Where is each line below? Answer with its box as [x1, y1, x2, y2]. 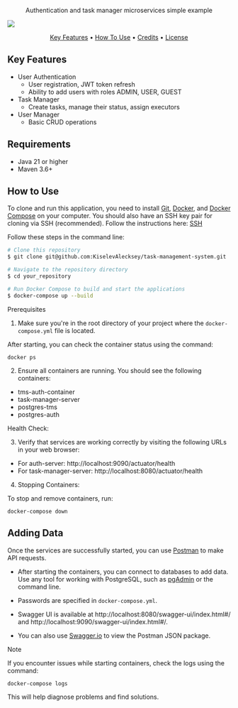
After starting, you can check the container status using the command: [7, 340, 214, 349]
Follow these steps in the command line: [7, 233, 125, 241]
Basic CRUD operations [28, 117, 97, 126]
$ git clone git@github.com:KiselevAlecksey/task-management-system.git [7, 254, 227, 261]
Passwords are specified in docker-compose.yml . [17, 596, 158, 604]
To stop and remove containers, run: [7, 494, 113, 503]
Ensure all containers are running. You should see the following [17, 366, 202, 375]
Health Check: [7, 424, 50, 432]
